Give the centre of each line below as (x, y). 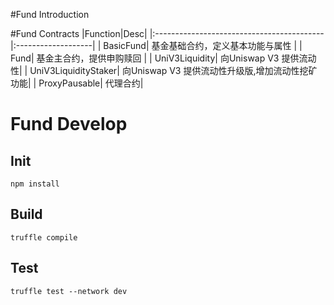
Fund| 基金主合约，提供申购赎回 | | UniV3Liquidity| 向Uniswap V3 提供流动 (163, 58)
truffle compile (44, 237)
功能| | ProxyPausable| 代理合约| (77, 83)
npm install (35, 184)
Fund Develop (69, 124)
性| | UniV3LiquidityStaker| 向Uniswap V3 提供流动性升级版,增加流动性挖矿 (164, 70)
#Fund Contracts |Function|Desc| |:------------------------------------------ (167, 33)
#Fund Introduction (50, 14)
